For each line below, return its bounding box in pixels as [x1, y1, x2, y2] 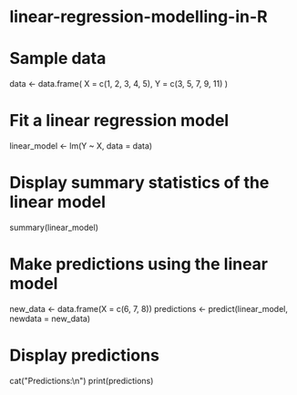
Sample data [9, 48, 107, 69]
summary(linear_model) [9, 222, 98, 233]
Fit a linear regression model [9, 110, 230, 131]
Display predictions [9, 345, 159, 366]
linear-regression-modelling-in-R [9, 6, 268, 27]
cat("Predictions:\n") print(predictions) [9, 375, 154, 386]
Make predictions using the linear [9, 254, 269, 275]
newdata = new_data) [9, 313, 91, 324]
